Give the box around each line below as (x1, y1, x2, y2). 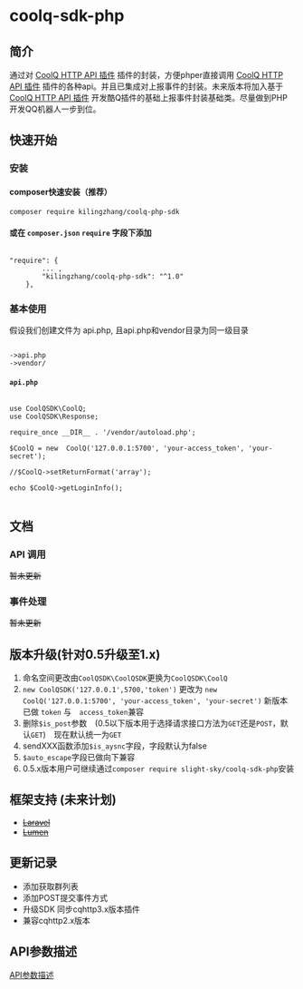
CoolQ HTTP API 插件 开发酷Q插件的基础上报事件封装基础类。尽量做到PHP (9, 93, 288, 103)
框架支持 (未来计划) (9, 792, 117, 808)
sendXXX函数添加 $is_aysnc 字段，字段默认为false (22, 740, 208, 751)
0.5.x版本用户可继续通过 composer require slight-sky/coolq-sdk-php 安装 (22, 763, 295, 774)
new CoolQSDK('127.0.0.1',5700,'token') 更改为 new (22, 684, 218, 695)
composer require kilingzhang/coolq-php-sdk (9, 207, 180, 216)
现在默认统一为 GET (53, 730, 122, 740)
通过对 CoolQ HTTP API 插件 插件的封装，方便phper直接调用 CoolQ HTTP (9, 70, 283, 80)
